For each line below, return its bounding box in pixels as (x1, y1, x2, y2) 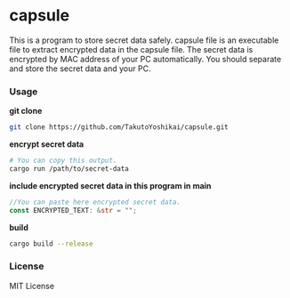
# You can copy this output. (9, 157, 117, 165)
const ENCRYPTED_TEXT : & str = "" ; (9, 205, 138, 214)
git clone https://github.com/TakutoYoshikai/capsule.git (9, 123, 229, 132)
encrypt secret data (9, 139, 85, 149)
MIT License (9, 280, 55, 291)
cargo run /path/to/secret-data (9, 164, 129, 173)
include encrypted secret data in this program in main (9, 180, 212, 191)
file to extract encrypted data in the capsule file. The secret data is (9, 44, 254, 54)
